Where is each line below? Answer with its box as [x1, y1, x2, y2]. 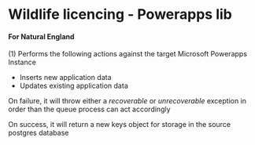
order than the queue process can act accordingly [8, 104, 171, 114]
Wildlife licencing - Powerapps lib [8, 5, 232, 24]
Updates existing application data [19, 81, 128, 91]
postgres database [8, 128, 69, 138]
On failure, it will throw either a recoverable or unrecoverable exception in [8, 96, 246, 106]
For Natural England [8, 31, 75, 41]
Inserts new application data [19, 73, 112, 82]
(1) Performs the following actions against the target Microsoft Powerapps [8, 49, 248, 59]
